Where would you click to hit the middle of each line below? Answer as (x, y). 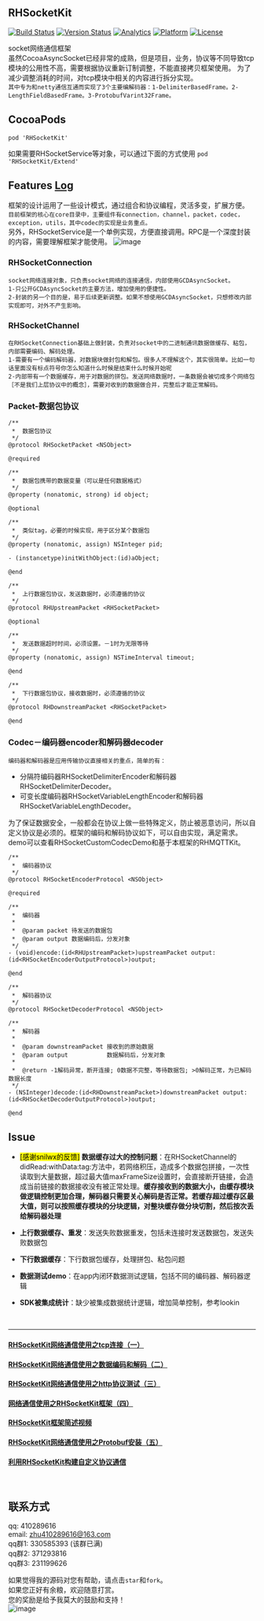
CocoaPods (37, 120)
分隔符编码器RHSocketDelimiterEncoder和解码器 (98, 776)
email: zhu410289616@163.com (60, 1534)
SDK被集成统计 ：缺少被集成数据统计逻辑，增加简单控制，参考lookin (129, 1303)
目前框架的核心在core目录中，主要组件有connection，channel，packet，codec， (126, 215)
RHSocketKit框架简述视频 (50, 1423)
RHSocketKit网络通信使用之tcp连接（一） (76, 1345)
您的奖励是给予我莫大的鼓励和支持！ (67, 1600)
